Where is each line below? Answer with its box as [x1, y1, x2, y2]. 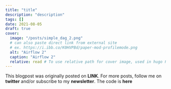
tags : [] [5, 17, 24, 22]
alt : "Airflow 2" [10, 50, 47, 55]
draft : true [5, 26, 31, 31]
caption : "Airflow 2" [10, 54, 56, 60]
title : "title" [5, 7, 38, 13]
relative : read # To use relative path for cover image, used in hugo [10, 59, 163, 64]
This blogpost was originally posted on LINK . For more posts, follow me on [5, 73, 162, 79]
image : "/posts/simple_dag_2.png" [10, 36, 83, 41]
